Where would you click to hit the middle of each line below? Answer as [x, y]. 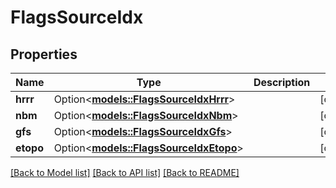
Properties [44, 54]
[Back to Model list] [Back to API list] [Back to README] [125, 172]
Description [282, 82]
